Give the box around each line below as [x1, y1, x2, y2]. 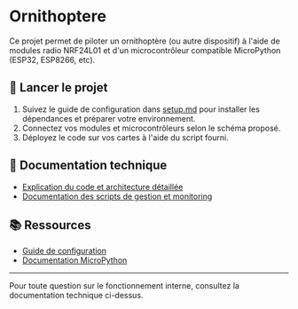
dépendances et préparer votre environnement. [21, 113, 196, 123]
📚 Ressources [9, 218, 91, 233]
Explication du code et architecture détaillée [21, 181, 184, 192]
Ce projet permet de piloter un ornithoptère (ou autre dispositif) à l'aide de [9, 36, 281, 46]
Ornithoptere [9, 6, 106, 27]
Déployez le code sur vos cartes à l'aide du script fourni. [21, 131, 229, 143]
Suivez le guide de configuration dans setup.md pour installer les [21, 104, 260, 115]
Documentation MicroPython [21, 255, 128, 265]
